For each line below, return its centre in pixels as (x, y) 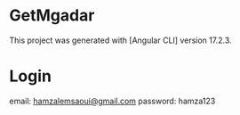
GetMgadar (52, 16)
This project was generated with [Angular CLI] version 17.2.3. (121, 40)
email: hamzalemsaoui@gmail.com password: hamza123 (112, 101)
